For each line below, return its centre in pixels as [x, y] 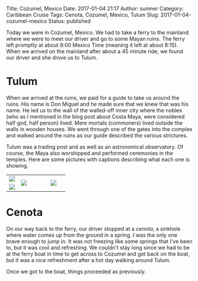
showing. [17, 165]
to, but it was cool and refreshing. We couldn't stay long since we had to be [98, 247]
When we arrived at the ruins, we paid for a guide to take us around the [93, 97]
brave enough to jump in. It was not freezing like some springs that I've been [99, 241]
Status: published [69, 21]
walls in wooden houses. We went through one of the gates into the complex [99, 129]
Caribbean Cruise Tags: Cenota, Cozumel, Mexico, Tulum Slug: [83, 15]
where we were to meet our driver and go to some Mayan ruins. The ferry [95, 39]
